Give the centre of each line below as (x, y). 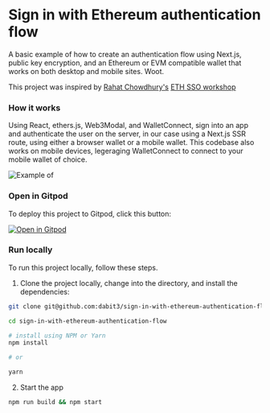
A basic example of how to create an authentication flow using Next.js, (125, 54)
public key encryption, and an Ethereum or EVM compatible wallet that (125, 63)
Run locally (31, 250)
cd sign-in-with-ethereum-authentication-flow (88, 321)
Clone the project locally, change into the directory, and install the (129, 283)
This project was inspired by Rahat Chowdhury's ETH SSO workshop (122, 87)
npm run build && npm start (55, 403)
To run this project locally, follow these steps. (83, 267)
